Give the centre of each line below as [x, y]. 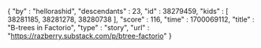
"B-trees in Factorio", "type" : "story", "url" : [78, 27]
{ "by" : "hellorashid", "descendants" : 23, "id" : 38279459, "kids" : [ [118, 11]
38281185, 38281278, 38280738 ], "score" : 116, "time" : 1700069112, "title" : [131, 19]
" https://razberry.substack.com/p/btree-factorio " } [90, 36]
